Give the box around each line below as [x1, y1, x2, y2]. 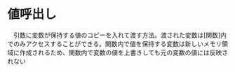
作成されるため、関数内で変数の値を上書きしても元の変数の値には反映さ [19, 48, 228, 57]
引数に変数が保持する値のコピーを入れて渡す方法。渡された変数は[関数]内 [13, 31, 227, 39]
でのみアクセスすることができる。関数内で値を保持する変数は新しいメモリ [7, 39, 222, 48]
